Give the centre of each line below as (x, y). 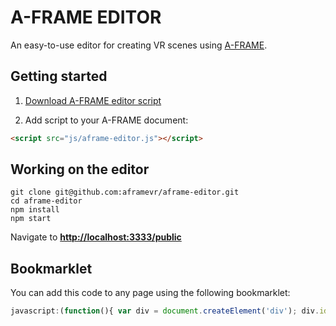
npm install (35, 210)
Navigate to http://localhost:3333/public (96, 237)
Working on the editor (80, 169)
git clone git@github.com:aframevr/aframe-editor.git (125, 192)
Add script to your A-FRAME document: (106, 120)
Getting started (59, 76)
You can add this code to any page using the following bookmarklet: (150, 293)
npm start (31, 219)
